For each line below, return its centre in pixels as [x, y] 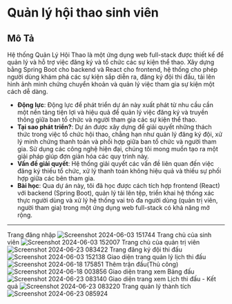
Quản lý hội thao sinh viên [83, 13]
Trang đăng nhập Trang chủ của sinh [109, 235]
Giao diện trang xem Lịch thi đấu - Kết [162, 279]
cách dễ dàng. [28, 92]
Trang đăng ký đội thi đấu [146, 249]
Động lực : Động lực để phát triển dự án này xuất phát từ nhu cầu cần [115, 105]
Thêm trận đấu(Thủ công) [142, 264]
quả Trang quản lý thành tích [99, 286]
